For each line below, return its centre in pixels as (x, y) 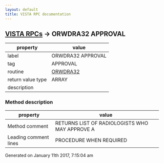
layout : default (21, 10)
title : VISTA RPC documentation (38, 14)
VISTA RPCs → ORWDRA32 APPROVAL (65, 34)
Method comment (28, 126)
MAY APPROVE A (75, 129)
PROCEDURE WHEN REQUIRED (91, 140)
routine (16, 72)
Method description (29, 102)
